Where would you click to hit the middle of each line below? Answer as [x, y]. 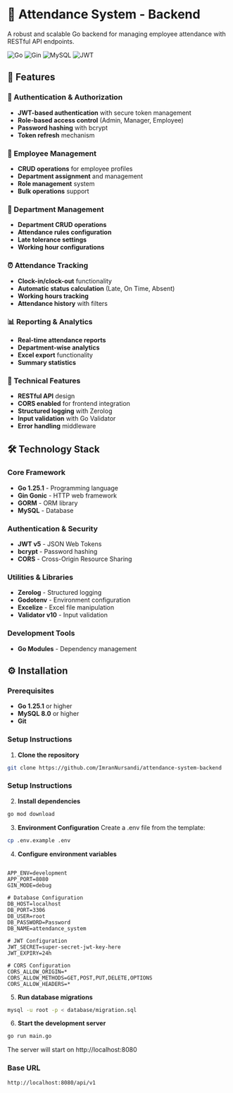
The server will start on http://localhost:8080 [72, 1050]
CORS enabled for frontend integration [74, 404]
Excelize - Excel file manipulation [66, 607]
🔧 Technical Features [44, 381]
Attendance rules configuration [64, 233]
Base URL [24, 1068]
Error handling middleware [57, 426]
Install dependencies [49, 801]
